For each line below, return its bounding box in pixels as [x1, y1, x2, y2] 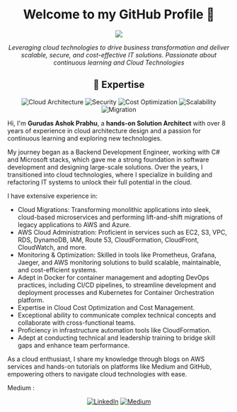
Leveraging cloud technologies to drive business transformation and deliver [8, 43, 230, 52]
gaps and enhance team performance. [17, 340, 130, 350]
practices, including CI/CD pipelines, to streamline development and [17, 280, 216, 289]
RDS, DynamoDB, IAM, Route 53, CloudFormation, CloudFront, [17, 235, 200, 244]
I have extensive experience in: [7, 191, 98, 200]
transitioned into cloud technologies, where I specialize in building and [7, 170, 213, 179]
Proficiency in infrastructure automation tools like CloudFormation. [17, 325, 212, 334]
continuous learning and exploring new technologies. [7, 134, 163, 143]
